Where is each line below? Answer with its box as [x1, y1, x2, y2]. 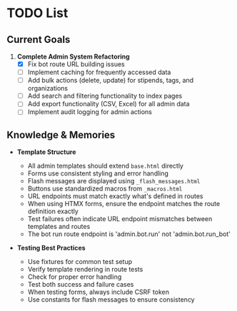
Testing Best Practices [16, 244, 86, 253]
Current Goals [6, 34, 71, 46]
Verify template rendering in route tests [27, 265, 143, 274]
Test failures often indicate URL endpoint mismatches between [27, 215, 213, 223]
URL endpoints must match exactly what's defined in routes [27, 192, 203, 200]
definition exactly [27, 207, 79, 215]
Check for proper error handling [27, 272, 122, 281]
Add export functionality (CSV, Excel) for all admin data [27, 100, 190, 108]
